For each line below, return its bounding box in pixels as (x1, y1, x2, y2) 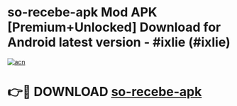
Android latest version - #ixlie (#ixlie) (7, 35, 231, 50)
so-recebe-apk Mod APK (7, 4, 158, 20)
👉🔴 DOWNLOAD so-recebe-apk (7, 84, 202, 100)
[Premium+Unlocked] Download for (7, 19, 221, 35)
